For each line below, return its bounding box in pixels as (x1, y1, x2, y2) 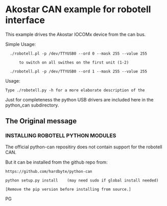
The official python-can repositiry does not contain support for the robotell (5, 144, 162, 150)
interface (5, 14, 45, 26)
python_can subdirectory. (5, 102, 59, 108)
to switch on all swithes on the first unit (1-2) (18, 60, 129, 65)
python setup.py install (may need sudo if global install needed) (5, 177, 159, 183)
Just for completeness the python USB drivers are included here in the (5, 96, 154, 102)
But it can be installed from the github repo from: (5, 159, 108, 165)
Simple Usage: (5, 41, 36, 47)
